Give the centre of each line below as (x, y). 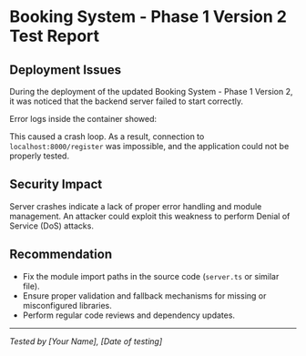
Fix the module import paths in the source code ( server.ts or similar (151, 276)
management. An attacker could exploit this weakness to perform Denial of (150, 216)
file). (31, 286)
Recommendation (61, 254)
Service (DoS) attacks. (51, 226)
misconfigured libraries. (67, 305)
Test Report (55, 36)
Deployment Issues (65, 70)
